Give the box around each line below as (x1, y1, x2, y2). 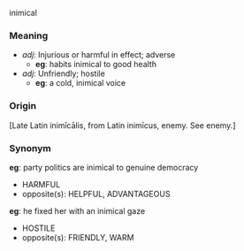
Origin (9, 100, 37, 112)
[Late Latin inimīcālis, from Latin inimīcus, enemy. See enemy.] (9, 119, 236, 131)
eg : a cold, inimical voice (34, 78, 126, 88)
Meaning (9, 29, 49, 42)
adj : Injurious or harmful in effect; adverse (21, 49, 176, 60)
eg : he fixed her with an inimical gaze (9, 205, 146, 216)
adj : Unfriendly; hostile (21, 68, 106, 79)
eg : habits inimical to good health (34, 59, 157, 70)
